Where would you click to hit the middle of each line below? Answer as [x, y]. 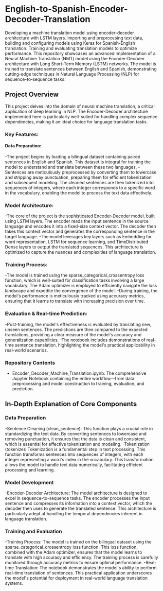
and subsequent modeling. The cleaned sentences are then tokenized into [80, 182]
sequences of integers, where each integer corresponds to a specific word [80, 188]
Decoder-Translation [48, 19]
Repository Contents [30, 363]
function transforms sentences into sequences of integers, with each [74, 454]
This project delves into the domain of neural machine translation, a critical [80, 106]
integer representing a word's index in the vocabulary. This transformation [80, 459]
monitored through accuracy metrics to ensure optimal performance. [74, 563]
